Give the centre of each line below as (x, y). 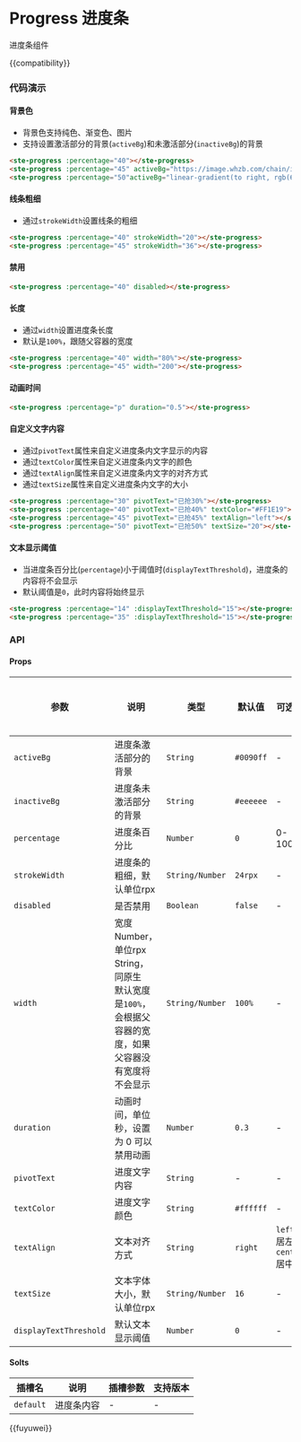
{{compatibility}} (40, 63)
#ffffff (251, 1208)
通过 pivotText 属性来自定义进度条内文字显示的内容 (115, 450)
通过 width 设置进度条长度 (68, 329)
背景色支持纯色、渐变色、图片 (77, 133)
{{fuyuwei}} (31, 1428)
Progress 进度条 (69, 18)
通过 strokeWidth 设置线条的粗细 (80, 220)
